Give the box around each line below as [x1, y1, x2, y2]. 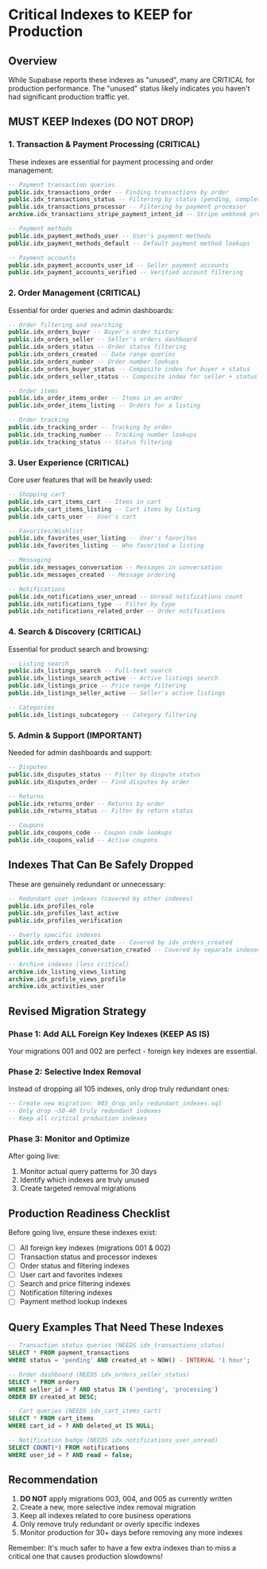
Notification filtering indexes [19, 1288, 113, 1297]
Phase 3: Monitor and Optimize [8, 1133, 130, 1144]
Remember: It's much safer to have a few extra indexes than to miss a [8, 1544, 237, 1553]
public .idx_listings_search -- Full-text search [8, 667, 172, 675]
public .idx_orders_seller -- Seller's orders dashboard [8, 335, 197, 343]
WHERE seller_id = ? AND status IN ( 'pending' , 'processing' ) [8, 1385, 219, 1393]
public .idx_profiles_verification [8, 916, 123, 925]
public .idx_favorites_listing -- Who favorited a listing [8, 542, 204, 550]
